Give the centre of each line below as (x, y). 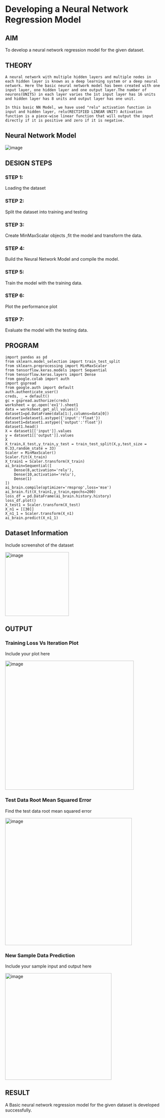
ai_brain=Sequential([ (28, 466)
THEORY (19, 66)
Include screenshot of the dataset (40, 545)
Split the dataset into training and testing (46, 211)
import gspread (21, 383)
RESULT (18, 1093)
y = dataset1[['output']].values (40, 435)
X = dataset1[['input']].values (38, 431)
